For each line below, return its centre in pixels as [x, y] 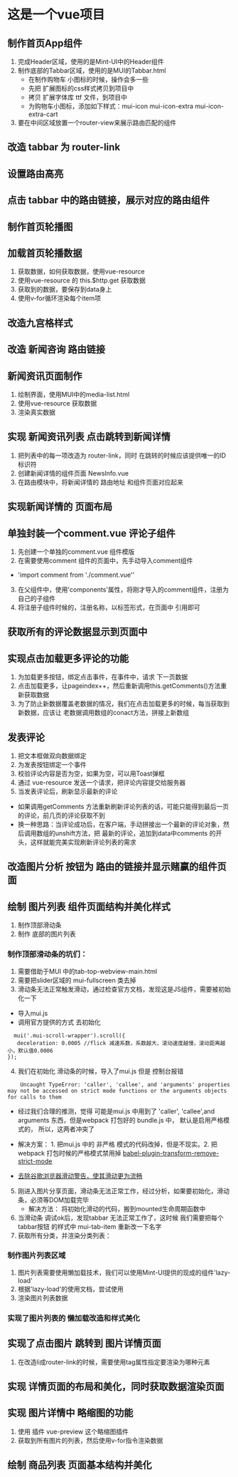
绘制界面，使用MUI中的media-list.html [74, 394]
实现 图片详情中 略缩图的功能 [70, 1413]
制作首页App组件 [45, 43]
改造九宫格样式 [40, 323]
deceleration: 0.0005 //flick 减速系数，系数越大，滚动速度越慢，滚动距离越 [121, 1043]
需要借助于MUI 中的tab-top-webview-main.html [87, 971]
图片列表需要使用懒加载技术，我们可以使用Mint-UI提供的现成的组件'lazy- [124, 1272]
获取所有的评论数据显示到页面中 [77, 632]
